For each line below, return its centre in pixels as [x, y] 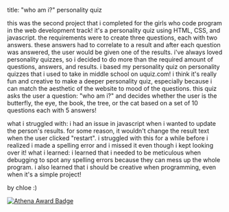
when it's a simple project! [44, 174]
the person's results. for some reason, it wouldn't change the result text [108, 131]
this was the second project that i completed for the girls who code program [115, 23]
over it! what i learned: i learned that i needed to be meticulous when [104, 153]
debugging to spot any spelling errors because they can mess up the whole [114, 160]
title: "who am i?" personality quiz [55, 10]
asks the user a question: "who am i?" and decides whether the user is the [112, 96]
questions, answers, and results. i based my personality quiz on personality [113, 67]
